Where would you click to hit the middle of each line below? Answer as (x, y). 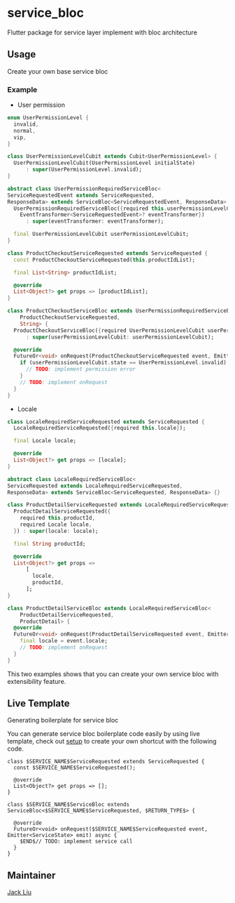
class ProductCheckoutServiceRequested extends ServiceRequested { (108, 253)
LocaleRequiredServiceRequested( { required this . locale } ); (100, 428)
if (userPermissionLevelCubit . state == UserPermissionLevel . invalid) (123, 363)
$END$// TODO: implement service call (76, 842)
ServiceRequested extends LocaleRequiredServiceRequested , (95, 486)
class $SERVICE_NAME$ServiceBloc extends (69, 805)
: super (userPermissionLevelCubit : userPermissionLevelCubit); (120, 337)
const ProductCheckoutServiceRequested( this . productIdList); (105, 260)
